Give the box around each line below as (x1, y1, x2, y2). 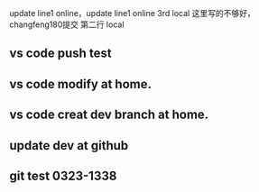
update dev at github (9, 138, 129, 153)
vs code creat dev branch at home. (9, 107, 209, 123)
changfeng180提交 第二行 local (9, 19, 125, 30)
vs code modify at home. (9, 76, 152, 92)
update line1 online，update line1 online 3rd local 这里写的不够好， (9, 8, 255, 18)
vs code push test (9, 46, 112, 61)
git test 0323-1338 (9, 168, 117, 183)
